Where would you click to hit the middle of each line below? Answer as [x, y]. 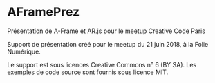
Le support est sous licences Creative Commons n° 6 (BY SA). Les [102, 64]
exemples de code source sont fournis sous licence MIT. [88, 72]
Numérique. [24, 51]
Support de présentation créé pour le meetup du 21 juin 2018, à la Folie [108, 44]
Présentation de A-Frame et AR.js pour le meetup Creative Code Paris [106, 31]
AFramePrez [44, 12]
